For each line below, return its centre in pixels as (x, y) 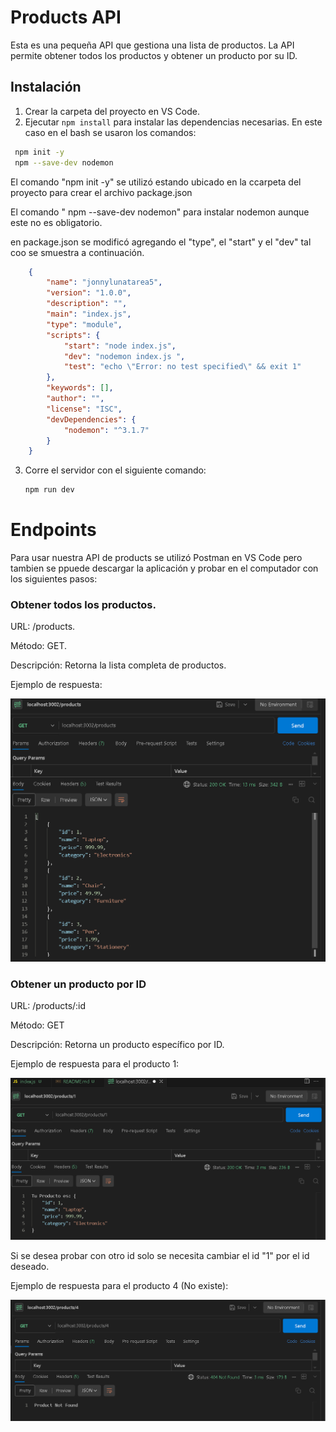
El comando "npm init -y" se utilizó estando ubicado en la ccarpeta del (156, 182)
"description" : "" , (87, 304)
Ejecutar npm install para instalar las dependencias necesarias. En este (173, 122)
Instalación (46, 87)
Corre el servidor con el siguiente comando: (115, 470)
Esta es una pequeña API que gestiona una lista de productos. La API (152, 45)
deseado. (30, 1267)
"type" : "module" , (84, 324)
